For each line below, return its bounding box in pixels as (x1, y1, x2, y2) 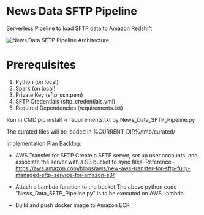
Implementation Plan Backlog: (6, 140, 81, 147)
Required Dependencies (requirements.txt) (15, 104, 124, 111)
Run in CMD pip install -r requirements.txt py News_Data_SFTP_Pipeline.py (6, 116, 195, 123)
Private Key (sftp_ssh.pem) (15, 91, 84, 99)
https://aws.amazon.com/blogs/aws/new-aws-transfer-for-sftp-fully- (15, 164, 191, 172)
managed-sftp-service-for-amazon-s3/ (15, 171, 115, 178)
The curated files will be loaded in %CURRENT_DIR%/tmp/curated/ (6, 127, 176, 135)
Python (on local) (15, 78, 59, 85)
